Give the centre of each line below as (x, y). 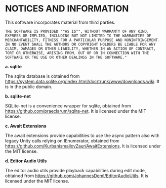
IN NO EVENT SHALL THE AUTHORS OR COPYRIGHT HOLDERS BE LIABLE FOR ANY (80, 44)
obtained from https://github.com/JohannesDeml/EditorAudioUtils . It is (77, 176)
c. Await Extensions (26, 126)
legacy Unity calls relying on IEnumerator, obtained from (62, 141)
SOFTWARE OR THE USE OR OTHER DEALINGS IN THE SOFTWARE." (66, 57)
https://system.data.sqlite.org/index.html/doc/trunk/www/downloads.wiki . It (82, 81)
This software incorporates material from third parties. (60, 22)
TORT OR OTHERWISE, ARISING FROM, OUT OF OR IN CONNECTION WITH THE (77, 53)
